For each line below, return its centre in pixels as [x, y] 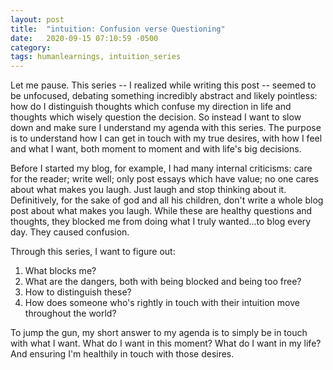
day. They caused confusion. [70, 232]
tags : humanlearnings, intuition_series [96, 57]
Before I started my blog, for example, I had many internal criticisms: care [161, 168]
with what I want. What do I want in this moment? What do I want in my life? [166, 343]
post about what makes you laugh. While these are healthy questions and [161, 211]
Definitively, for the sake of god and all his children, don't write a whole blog [167, 200]
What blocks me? [60, 271]
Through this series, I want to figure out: [93, 252]
